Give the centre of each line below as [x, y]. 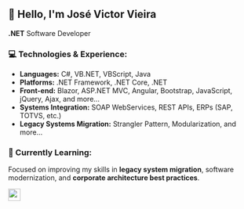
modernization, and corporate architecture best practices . [104, 178]
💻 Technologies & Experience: [68, 54]
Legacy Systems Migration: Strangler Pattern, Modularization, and [128, 124]
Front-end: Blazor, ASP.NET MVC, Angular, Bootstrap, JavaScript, [126, 91]
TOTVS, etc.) [40, 116]
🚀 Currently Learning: [50, 153]
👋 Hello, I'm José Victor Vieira [82, 14]
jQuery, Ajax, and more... [60, 99]
